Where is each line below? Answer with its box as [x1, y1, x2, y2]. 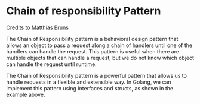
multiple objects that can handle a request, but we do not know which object [6, 54, 195, 61]
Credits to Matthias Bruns [6, 24, 69, 31]
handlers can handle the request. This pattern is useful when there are [6, 48, 180, 55]
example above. [6, 91, 46, 98]
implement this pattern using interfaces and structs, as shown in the [6, 84, 174, 92]
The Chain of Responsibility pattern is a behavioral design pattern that [6, 35, 179, 42]
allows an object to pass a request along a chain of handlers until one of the [6, 42, 193, 49]
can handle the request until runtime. [6, 61, 97, 68]
